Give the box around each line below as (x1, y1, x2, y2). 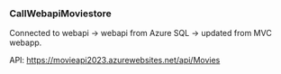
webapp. (9, 37, 42, 48)
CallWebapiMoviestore (9, 7, 113, 20)
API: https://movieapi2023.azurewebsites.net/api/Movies (9, 55, 221, 66)
